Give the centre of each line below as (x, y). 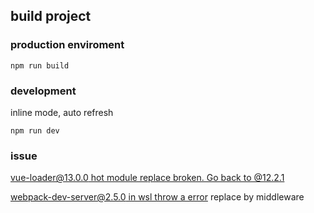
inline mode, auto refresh (62, 112)
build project (51, 16)
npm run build (40, 65)
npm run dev (35, 130)
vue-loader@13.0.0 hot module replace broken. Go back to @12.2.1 (147, 178)
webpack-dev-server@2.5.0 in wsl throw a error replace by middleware (157, 197)
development (43, 91)
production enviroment (67, 45)
